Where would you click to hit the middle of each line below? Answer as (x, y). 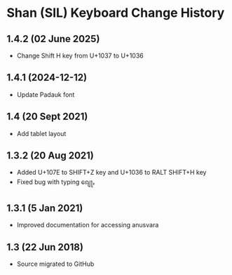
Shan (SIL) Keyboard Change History (116, 13)
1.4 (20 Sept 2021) (47, 117)
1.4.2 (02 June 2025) (53, 39)
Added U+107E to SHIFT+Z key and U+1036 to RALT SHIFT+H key (111, 173)
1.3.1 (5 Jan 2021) (45, 208)
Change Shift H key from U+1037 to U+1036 (80, 55)
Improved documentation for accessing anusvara (88, 225)
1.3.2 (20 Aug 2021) (50, 156)
